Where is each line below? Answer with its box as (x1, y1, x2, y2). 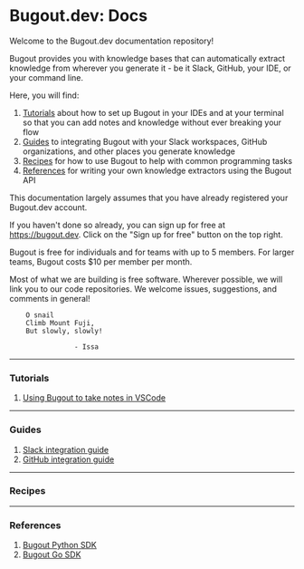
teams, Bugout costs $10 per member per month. (9, 256, 193, 267)
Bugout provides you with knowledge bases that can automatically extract (9, 53, 286, 63)
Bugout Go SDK (22, 549, 81, 560)
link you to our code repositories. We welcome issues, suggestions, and (9, 283, 278, 294)
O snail (25, 310, 54, 320)
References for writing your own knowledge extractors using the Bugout (22, 165, 292, 176)
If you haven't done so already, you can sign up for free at (9, 219, 226, 230)
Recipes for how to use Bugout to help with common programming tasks (22, 155, 292, 166)
